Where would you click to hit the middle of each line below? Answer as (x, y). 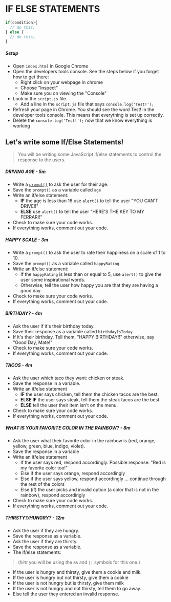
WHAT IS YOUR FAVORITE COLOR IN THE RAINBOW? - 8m (68, 427)
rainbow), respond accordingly (53, 495)
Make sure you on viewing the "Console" (63, 93)
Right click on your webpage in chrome (62, 82)
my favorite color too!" (44, 468)
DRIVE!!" (29, 206)
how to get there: (31, 77)
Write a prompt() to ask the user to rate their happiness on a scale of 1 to (89, 253)
